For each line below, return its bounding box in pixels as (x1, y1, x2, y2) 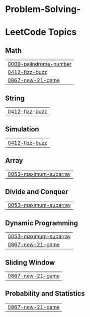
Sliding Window (5, 258, 55, 266)
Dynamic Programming (5, 219, 78, 227)
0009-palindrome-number (7, 61, 72, 68)
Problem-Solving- (5, 4, 81, 15)
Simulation (5, 125, 39, 134)
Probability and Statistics (5, 289, 86, 298)
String (5, 94, 25, 102)
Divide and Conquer (5, 188, 69, 196)
